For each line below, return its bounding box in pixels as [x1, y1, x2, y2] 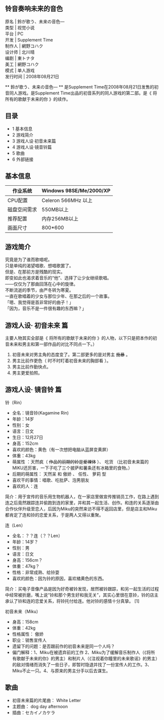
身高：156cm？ [12, 557, 43, 563]
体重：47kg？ [12, 563, 40, 569]
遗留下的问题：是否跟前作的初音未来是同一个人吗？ [12, 643, 115, 649]
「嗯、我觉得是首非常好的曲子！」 [5, 300, 74, 305]
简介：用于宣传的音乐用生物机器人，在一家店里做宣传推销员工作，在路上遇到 [5, 493, 159, 500]
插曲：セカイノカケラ [12, 709, 55, 715]
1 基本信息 [12, 126, 33, 131]
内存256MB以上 [41, 216, 79, 222]
